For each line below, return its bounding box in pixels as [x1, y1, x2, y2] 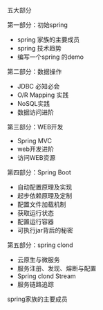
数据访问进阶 [17, 108, 54, 116]
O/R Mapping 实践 [17, 91, 69, 99]
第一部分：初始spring [7, 21, 68, 29]
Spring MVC [17, 137, 53, 145]
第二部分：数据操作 [7, 68, 62, 75]
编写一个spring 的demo [17, 53, 84, 61]
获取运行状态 [17, 209, 54, 217]
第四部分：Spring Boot [7, 168, 71, 176]
